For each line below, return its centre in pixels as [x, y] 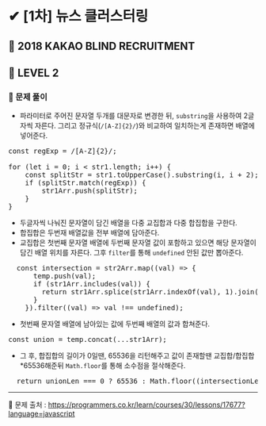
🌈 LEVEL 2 [34, 73]
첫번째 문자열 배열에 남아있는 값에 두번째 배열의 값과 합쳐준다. [115, 324]
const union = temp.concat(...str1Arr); [88, 340]
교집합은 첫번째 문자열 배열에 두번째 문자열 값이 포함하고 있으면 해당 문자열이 [138, 243]
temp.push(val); [65, 276]
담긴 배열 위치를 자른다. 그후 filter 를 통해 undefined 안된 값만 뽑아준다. [131, 253]
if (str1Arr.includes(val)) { [91, 284]
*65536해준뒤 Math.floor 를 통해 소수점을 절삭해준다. [103, 366]
